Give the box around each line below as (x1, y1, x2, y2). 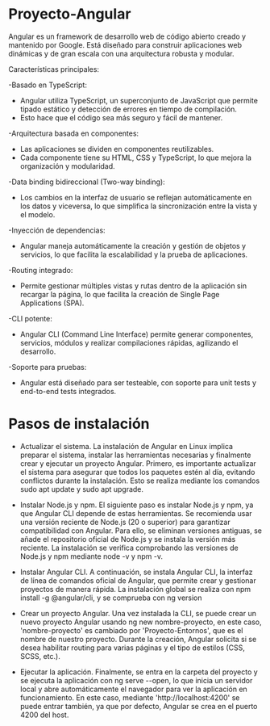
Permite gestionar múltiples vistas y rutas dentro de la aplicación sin (19, 280, 247, 291)
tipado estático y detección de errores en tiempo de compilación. (19, 104, 238, 114)
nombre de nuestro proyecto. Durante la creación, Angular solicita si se (19, 634, 257, 644)
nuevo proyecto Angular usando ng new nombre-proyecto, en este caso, (19, 617, 262, 627)
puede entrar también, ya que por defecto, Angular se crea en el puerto (19, 701, 258, 711)
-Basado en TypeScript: (8, 80, 87, 90)
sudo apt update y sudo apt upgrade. (19, 484, 143, 493)
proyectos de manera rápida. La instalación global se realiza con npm (19, 584, 251, 594)
